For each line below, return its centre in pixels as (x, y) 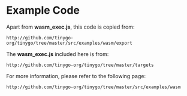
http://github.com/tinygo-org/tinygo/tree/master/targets (80, 65)
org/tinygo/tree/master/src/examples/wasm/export (70, 43)
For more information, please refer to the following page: (76, 76)
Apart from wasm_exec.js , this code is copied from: (70, 27)
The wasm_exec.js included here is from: (58, 54)
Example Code (43, 10)
